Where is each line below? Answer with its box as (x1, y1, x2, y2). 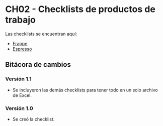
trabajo (5, 14, 36, 26)
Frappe (12, 40, 28, 46)
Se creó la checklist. (12, 116, 55, 122)
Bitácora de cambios (5, 60, 71, 69)
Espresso (12, 46, 32, 52)
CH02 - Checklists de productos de (5, 4, 156, 15)
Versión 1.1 (5, 75, 32, 82)
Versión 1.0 (5, 104, 34, 111)
